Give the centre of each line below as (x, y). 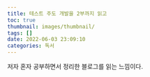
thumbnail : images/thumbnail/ (51, 26)
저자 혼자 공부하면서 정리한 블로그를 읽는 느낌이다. (75, 66)
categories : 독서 (31, 46)
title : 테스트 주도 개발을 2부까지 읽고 (57, 14)
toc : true (22, 20)
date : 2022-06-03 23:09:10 (46, 40)
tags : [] (20, 33)
